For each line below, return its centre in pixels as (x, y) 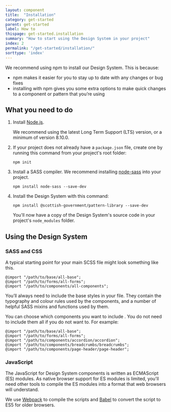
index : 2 (15, 44)
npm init (22, 162)
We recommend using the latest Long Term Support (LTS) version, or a (87, 132)
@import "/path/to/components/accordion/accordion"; (63, 340)
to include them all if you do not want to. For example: (62, 322)
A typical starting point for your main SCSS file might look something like (82, 262)
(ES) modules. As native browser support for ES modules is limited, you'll (82, 379)
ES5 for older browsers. (30, 405)
